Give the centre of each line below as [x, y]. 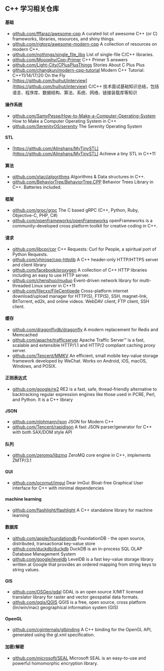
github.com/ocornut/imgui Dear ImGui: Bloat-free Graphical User [78, 482]
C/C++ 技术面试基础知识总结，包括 [124, 86]
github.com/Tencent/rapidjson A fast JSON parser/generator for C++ [82, 427]
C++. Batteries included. [37, 187]
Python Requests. [30, 254]
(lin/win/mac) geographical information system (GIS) [65, 608]
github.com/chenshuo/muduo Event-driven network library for [75, 280]
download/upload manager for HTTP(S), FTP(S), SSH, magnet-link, [80, 296]
